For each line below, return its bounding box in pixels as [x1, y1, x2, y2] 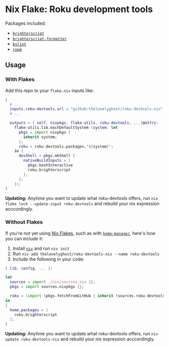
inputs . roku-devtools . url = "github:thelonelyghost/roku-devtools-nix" [10, 107, 163, 112]
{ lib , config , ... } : [5, 266, 53, 271]
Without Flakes [5, 219, 43, 226]
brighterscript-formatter [12, 36, 67, 41]
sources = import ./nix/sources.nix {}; [10, 279, 96, 285]
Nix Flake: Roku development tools [5, 4, 153, 15]
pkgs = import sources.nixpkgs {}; [10, 284, 84, 289]
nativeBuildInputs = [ [23, 158, 71, 163]
